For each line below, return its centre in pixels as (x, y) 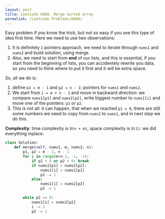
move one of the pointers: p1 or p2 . (47, 103)
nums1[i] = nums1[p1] (62, 170)
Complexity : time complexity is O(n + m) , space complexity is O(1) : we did (81, 128)
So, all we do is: (21, 78)
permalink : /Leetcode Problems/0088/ (44, 19)
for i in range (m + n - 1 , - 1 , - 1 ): (56, 156)
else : (37, 179)
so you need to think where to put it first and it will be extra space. (79, 68)
